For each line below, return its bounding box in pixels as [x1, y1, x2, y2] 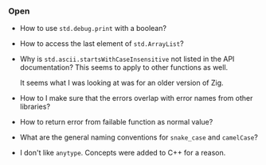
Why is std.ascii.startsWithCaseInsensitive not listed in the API [19, 54, 235, 64]
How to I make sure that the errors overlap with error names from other [19, 94, 253, 103]
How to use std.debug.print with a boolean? [19, 24, 167, 33]
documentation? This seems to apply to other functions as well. [19, 63, 229, 72]
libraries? [19, 102, 50, 112]
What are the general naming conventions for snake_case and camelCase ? [19, 132, 259, 142]
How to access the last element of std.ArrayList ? [19, 39, 185, 48]
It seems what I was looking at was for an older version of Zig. [19, 78, 225, 88]
